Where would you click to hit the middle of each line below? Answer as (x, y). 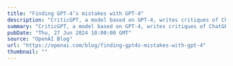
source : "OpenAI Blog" (40, 39)
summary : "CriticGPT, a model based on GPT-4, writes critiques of (107, 26)
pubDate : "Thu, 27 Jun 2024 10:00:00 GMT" (69, 33)
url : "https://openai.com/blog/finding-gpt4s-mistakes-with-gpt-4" (107, 45)
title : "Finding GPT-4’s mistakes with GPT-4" (76, 13)
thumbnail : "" (28, 52)
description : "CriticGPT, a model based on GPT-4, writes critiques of (113, 20)
